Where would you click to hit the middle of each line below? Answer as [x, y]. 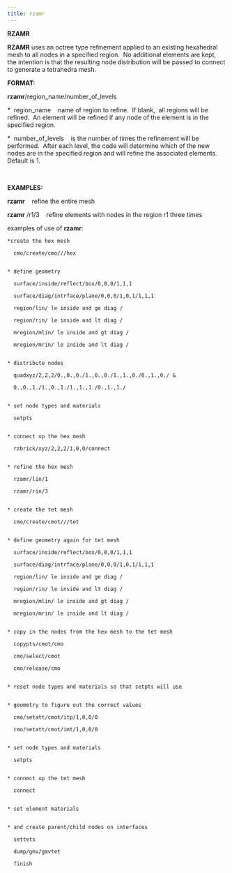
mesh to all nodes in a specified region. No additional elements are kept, [112, 54]
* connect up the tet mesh [46, 778]
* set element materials [43, 809]
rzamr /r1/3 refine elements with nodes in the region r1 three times [105, 214]
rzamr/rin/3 [31, 491]
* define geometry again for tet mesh [63, 540]
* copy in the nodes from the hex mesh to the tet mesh [90, 632]
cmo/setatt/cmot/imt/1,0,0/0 [56, 729]
